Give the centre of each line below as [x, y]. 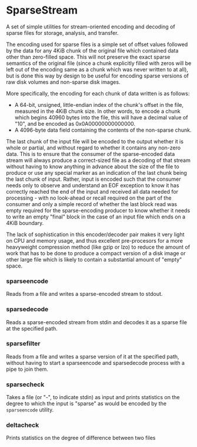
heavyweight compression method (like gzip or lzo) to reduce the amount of [98, 247]
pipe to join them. [27, 369]
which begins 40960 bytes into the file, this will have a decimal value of [101, 117]
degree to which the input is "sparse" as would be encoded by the [86, 404]
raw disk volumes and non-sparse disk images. [63, 82]
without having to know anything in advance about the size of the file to [93, 167]
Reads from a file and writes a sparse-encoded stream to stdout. [84, 294]
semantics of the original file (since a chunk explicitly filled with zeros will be [99, 63]
